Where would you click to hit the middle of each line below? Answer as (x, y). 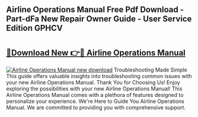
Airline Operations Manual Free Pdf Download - (95, 10)
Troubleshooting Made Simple (151, 70)
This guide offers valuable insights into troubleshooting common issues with (99, 76)
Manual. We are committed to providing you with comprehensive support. (96, 108)
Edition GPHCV (35, 28)
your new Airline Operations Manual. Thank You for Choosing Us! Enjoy (93, 82)
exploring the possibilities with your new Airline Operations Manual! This (94, 89)
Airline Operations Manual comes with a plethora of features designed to (95, 95)
